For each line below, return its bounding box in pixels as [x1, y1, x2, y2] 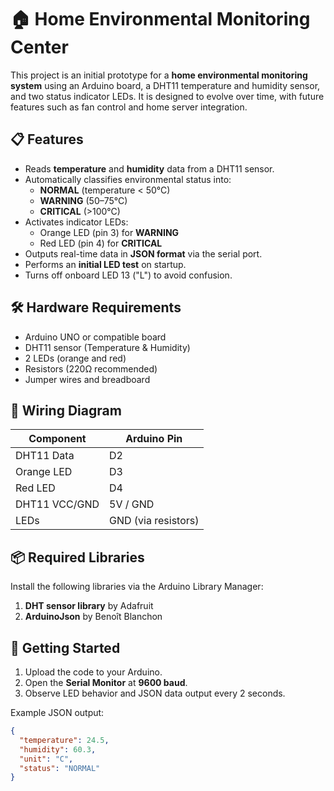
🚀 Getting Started [10, 639, 121, 656]
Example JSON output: [10, 707, 105, 718]
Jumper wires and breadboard [24, 373, 151, 385]
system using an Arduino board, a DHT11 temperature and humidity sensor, [10, 79, 321, 91]
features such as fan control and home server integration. [10, 101, 248, 113]
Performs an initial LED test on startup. [24, 258, 187, 270]
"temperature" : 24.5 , [19, 735, 110, 745]
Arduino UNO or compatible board [24, 331, 167, 343]
